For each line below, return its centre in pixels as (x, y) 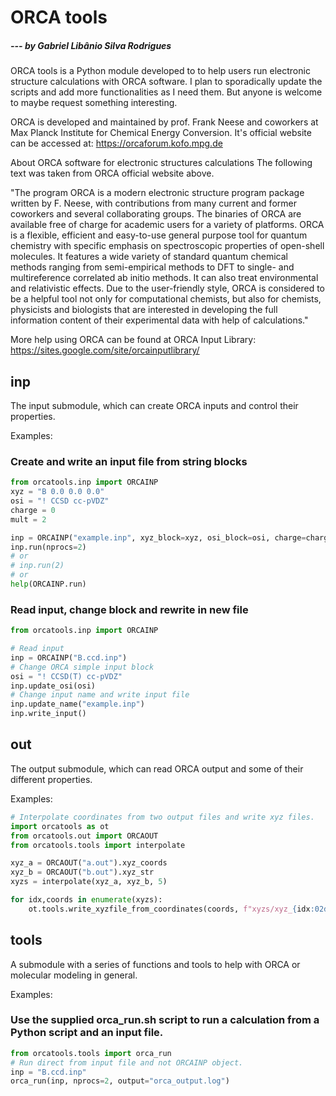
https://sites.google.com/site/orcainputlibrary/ (105, 350)
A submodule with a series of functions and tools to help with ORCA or (155, 964)
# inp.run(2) (37, 566)
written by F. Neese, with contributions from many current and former (153, 203)
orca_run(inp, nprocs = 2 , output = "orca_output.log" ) (120, 1081)
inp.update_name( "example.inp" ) (77, 704)
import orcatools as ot (60, 826)
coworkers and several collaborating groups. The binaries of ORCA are (156, 214)
